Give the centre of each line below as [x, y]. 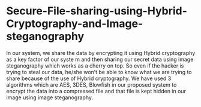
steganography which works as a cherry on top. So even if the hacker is [95, 65]
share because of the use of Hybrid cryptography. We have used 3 [89, 78]
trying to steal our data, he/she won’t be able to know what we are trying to [99, 72]
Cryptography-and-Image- [75, 24]
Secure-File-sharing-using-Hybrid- [97, 11]
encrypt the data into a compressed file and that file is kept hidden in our [96, 91]
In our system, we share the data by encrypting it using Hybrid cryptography [101, 53]
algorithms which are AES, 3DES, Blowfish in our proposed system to [91, 84]
